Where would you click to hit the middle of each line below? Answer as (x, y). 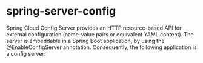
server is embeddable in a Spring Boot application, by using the (85, 41)
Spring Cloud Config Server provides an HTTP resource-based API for (94, 28)
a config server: (26, 53)
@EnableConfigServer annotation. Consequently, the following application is (101, 47)
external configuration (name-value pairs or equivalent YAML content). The (100, 34)
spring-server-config (61, 11)
